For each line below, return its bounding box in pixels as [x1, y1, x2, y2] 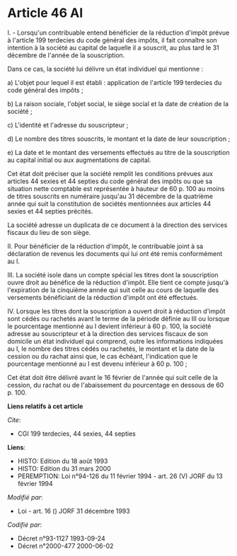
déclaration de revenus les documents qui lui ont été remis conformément [7, 249, 223, 257]
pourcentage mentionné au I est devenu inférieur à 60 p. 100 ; [7, 359, 187, 368]
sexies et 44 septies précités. [7, 207, 93, 215]
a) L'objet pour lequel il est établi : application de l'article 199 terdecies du [7, 78, 222, 86]
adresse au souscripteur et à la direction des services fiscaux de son [7, 329, 209, 337]
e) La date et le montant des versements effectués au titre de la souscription [7, 148, 230, 156]
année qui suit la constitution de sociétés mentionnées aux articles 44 [7, 199, 212, 208]
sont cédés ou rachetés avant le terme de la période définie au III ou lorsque [7, 314, 230, 323]
